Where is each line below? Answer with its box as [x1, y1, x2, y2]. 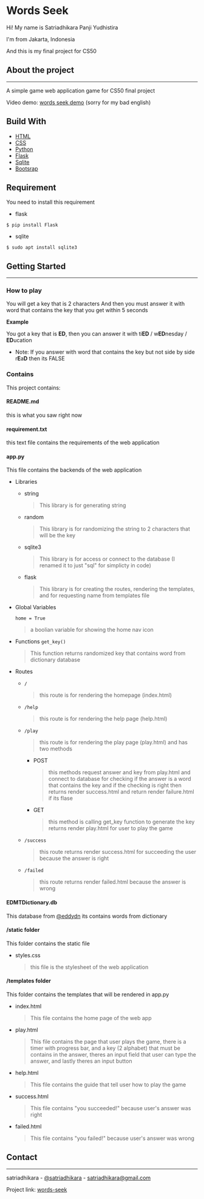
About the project [6, 65, 75, 75]
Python [15, 145, 33, 153]
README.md [6, 398, 39, 405]
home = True [15, 615, 46, 621]
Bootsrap [15, 165, 38, 172]
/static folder [6, 926, 40, 934]
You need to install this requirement [6, 198, 95, 206]
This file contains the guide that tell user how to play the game [30, 1081, 186, 1088]
